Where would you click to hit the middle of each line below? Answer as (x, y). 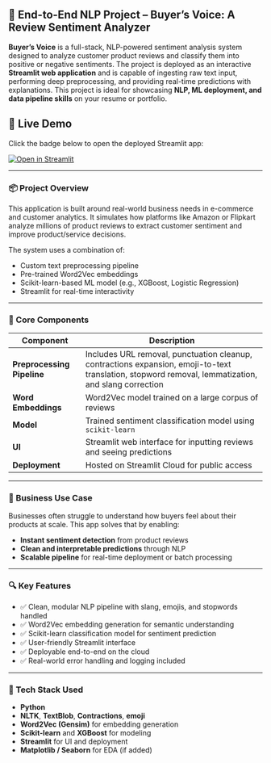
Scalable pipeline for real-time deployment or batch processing (126, 557)
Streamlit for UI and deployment (74, 742)
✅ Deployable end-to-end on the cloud (85, 652)
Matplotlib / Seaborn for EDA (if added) (86, 750)
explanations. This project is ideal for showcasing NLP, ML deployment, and (135, 90)
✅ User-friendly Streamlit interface (78, 642)
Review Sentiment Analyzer (79, 28)
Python (33, 707)
